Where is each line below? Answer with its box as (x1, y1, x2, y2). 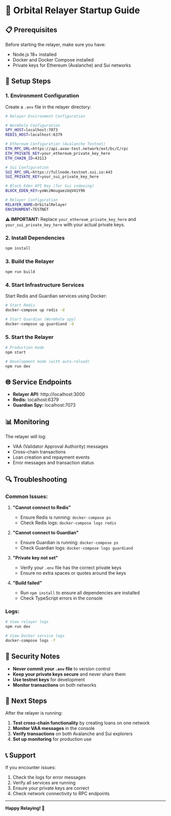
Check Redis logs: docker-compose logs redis (20, 519, 117, 526)
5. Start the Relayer (5, 333, 54, 341)
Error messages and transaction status (12, 460, 94, 466)
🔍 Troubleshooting (5, 475, 67, 484)
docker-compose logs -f (5, 638, 56, 643)
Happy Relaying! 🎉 (5, 805, 45, 811)
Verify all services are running (12, 780, 76, 786)
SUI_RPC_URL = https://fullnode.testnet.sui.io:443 (5, 170, 113, 175)
